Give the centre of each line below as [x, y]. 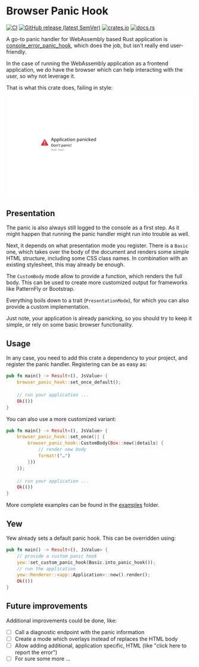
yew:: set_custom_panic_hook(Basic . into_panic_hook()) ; [86, 563]
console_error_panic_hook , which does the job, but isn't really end [88, 45]
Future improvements [47, 606]
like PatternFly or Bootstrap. [41, 289]
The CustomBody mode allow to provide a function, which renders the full [94, 276]
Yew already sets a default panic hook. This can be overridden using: [91, 538]
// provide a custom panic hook [57, 556]
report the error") [36, 653]
